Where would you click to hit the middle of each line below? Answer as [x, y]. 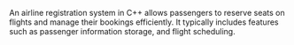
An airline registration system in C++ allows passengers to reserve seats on [147, 13]
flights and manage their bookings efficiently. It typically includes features [144, 22]
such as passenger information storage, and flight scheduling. [123, 31]
